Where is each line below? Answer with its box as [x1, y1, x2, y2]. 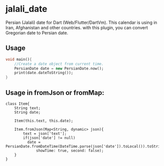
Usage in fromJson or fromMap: [5, 89, 105, 97]
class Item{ [5, 101, 30, 106]
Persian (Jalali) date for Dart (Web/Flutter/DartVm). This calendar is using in [5, 19, 158, 25]
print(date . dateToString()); [14, 71, 73, 75]
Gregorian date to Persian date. [5, 30, 69, 36]
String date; [14, 110, 41, 115]
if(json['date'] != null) [23, 135, 76, 140]
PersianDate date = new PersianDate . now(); [14, 66, 104, 71]
